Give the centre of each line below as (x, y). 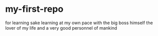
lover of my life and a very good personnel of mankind (61, 28)
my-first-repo (34, 9)
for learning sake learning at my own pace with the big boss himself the (79, 23)
